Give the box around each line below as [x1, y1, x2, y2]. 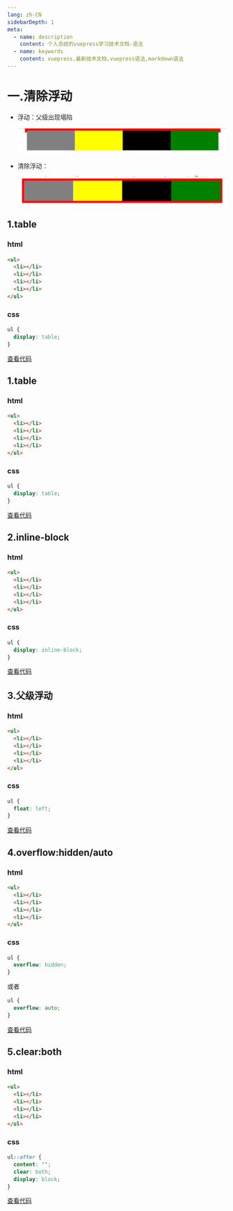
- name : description [13, 33, 73, 40]
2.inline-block [7, 531, 70, 543]
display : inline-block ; [13, 646, 82, 654]
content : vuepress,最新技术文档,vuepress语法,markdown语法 [19, 56, 184, 63]
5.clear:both [7, 1046, 63, 1058]
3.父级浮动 [7, 689, 54, 701]
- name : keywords [13, 48, 64, 55]
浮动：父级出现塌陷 [17, 112, 73, 121]
